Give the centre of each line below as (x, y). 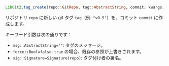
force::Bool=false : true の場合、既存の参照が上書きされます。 (78, 51)
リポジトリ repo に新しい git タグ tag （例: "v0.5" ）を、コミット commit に (82, 17)
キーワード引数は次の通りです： (39, 34)
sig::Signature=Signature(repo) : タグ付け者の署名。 (68, 57)
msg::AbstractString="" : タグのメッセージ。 (59, 45)
